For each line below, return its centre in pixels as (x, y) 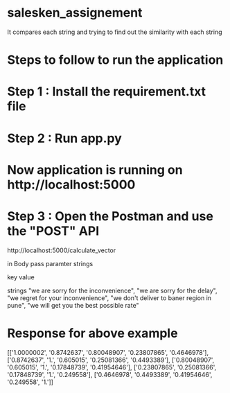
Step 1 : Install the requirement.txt (107, 92)
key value (21, 277)
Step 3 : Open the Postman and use (110, 216)
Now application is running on (95, 169)
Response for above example (92, 333)
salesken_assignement (75, 13)
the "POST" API (53, 231)
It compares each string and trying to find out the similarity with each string (115, 32)
